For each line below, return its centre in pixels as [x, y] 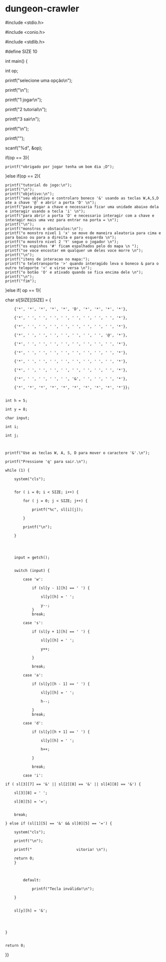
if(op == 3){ [17, 157]
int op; [12, 71]
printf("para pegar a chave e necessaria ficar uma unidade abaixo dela [82, 207]
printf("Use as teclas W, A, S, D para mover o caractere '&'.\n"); [78, 453]
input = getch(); [32, 557]
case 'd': [33, 723]
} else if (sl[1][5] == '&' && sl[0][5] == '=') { [59, 823]
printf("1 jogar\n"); [24, 100]
